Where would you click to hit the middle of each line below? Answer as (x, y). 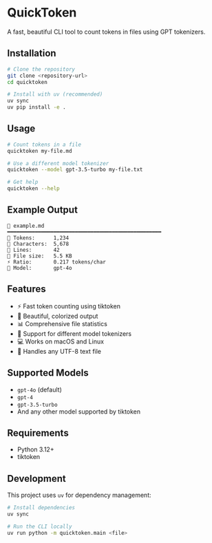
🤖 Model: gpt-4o (40, 268)
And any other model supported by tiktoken (79, 412)
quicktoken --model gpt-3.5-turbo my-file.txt (75, 170)
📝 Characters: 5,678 (38, 244)
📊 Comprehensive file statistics (62, 323)
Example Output (42, 210)
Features (26, 289)
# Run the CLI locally (40, 526)
